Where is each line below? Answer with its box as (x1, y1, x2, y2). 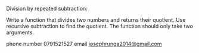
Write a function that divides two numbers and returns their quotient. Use (6, 16, 186, 23)
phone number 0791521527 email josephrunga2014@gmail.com (6, 41, 162, 47)
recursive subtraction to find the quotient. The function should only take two (6, 23, 194, 29)
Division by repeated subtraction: (6, 5, 88, 12)
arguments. (6, 29, 35, 36)
